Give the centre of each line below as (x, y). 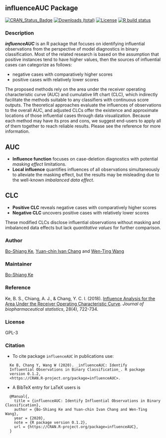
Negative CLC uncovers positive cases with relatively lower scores (81, 213)
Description (20, 33)
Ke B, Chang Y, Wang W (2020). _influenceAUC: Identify (68, 365)
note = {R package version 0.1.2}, (51, 423)
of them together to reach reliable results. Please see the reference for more (83, 126)
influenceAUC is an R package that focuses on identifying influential (75, 44)
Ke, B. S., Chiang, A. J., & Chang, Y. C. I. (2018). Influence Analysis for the (80, 298)
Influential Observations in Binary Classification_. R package (77, 370)
